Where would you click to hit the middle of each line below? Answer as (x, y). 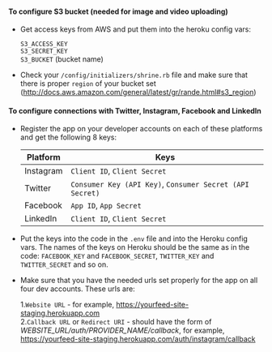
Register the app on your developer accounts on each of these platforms (141, 129)
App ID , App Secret (106, 205)
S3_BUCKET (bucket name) (62, 59)
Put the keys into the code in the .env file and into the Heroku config (134, 238)
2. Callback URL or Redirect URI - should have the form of (116, 322)
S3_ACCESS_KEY (44, 45)
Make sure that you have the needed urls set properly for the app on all (139, 281)
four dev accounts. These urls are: (77, 289)
